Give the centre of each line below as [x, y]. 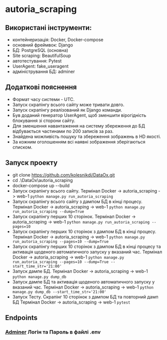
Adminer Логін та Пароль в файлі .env [53, 332]
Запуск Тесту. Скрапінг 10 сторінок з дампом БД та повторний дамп [85, 296]
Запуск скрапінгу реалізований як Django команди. [67, 110]
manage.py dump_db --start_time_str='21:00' [59, 292]
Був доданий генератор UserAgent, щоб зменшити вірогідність [79, 115]
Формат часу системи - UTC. [43, 99]
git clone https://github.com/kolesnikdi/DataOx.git [64, 175]
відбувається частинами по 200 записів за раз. [63, 131]
